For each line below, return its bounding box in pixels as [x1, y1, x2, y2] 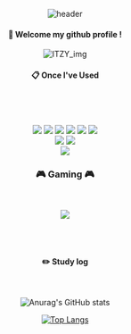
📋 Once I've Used [30, 70, 100, 80]
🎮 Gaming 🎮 [35, 168, 95, 180]
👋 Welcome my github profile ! [8, 29, 122, 39]
